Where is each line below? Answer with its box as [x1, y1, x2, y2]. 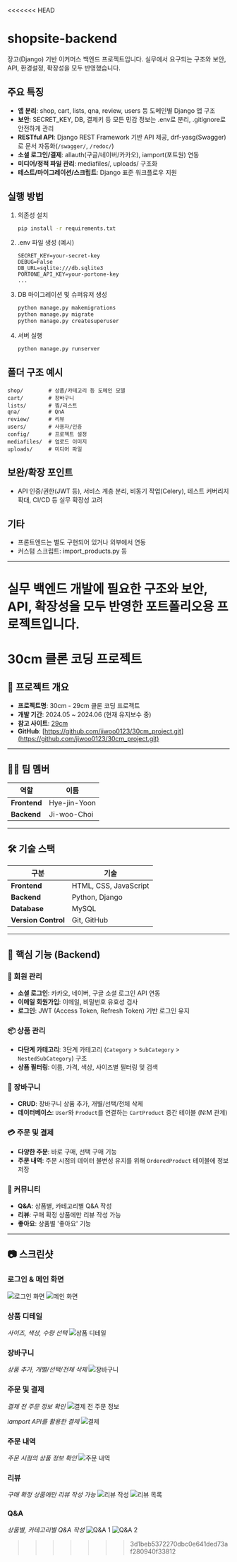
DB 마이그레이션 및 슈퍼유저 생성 [17, 291, 108, 299]
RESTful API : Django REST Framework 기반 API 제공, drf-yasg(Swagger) [17, 133, 227, 141]
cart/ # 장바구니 [7, 394, 75, 401]
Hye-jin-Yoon [49, 798, 97, 808]
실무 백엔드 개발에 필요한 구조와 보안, [7, 581, 208, 597]
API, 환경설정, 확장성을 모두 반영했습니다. [7, 63, 121, 72]
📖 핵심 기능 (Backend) [7, 948, 101, 960]
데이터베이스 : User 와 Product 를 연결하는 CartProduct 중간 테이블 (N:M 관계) [17, 1109, 228, 1117]
